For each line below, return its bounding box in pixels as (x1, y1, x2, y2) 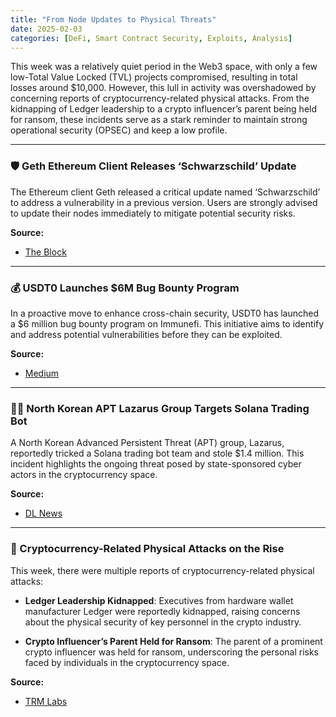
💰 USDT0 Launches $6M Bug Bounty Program (10, 281, 240, 295)
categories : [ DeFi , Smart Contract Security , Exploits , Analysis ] (10, 33, 293, 43)
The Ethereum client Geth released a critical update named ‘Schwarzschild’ (10, 186, 321, 198)
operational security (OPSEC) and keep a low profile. (10, 124, 228, 136)
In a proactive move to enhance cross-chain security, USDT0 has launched (10, 307, 320, 319)
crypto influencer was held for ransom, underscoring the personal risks (24, 646, 319, 658)
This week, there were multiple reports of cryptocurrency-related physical (10, 564, 315, 576)
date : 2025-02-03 (10, 24, 83, 34)
